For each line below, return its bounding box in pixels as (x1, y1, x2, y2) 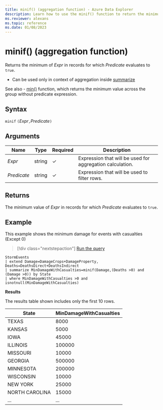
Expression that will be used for (78, 155, 150, 162)
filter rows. (78, 175, 103, 181)
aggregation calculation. (78, 161, 133, 167)
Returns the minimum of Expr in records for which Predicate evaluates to (5, 62, 150, 68)
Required (52, 147, 74, 153)
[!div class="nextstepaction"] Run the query (16, 246, 105, 251)
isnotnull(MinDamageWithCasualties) (5, 280, 79, 285)
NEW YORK (7, 381, 34, 388)
